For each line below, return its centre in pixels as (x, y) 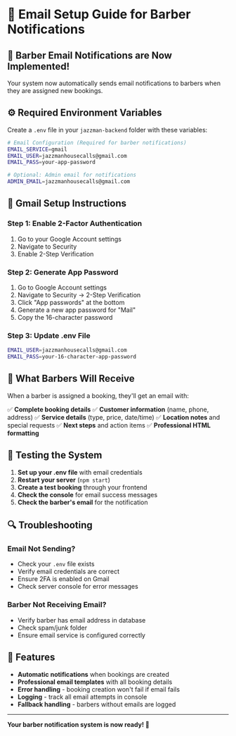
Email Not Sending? (41, 549)
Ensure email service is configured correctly (81, 635)
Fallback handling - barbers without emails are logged (97, 704)
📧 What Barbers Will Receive (71, 379)
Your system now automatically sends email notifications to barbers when (114, 83)
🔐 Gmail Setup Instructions (67, 204)
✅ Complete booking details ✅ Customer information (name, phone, (108, 409)
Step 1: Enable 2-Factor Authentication (75, 223)
